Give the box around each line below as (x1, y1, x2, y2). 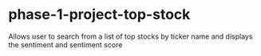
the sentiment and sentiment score (8, 39, 123, 49)
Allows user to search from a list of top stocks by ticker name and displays (8, 32, 253, 41)
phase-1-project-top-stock (8, 6, 191, 24)
